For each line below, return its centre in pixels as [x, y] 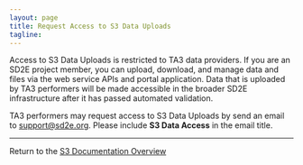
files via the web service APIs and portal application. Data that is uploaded [147, 79]
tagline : [26, 34]
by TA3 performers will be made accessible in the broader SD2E [129, 89]
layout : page [34, 18]
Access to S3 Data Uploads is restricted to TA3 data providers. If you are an [150, 60]
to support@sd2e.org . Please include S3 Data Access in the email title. [141, 125]
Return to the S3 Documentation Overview [88, 151]
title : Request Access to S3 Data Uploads [90, 26]
